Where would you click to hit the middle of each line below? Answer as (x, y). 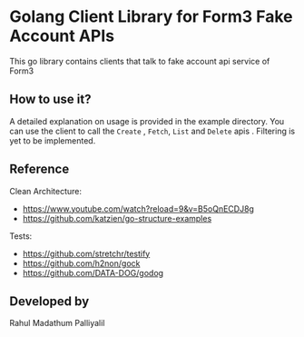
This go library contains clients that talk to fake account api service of (140, 61)
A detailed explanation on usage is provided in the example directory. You (147, 121)
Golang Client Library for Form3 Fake (151, 17)
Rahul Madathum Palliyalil (57, 323)
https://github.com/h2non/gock (81, 263)
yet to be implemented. (53, 140)
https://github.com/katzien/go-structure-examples (117, 218)
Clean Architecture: (46, 191)
